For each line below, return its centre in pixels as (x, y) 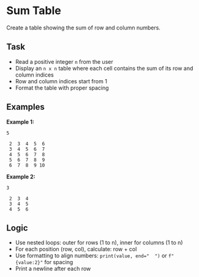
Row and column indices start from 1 (61, 81)
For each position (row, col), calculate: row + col (76, 249)
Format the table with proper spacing (62, 88)
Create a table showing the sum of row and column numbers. (84, 28)
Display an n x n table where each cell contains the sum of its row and (104, 68)
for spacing (59, 262)
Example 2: (21, 176)
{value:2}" (29, 263)
